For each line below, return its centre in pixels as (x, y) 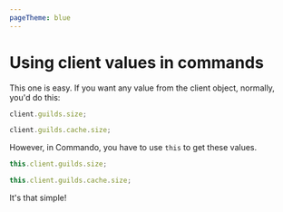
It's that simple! (38, 198)
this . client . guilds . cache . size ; (70, 181)
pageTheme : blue (40, 18)
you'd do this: (35, 97)
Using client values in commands (137, 62)
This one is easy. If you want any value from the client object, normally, (142, 88)
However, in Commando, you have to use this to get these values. (133, 148)
